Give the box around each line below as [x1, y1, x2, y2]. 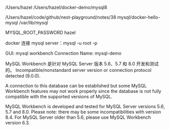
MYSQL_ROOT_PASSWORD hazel [5, 30, 76, 35]
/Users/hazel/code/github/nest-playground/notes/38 [5, 14, 116, 20]
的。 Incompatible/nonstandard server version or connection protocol [5, 67, 152, 73]
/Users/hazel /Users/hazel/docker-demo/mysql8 [5, 5, 107, 10]
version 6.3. [5, 120, 30, 125]
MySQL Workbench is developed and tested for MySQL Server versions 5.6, [5, 103, 165, 109]
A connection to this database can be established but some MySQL [5, 83, 147, 89]
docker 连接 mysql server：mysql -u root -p [5, 40, 98, 46]
